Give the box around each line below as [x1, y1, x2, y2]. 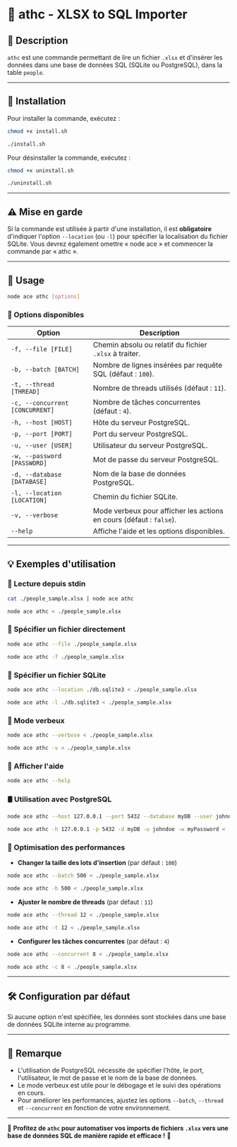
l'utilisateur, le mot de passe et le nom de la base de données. [17, 1074, 197, 1082]
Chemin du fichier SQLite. [92, 492, 178, 502]
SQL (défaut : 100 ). [92, 369, 154, 379]
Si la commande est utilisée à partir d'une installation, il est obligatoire [7, 225, 212, 233]
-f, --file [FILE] [11, 346, 73, 353]
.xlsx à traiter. [92, 349, 141, 359]
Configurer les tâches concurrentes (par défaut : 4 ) [17, 936, 170, 946]
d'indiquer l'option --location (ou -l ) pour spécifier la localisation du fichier [7, 233, 228, 241]
